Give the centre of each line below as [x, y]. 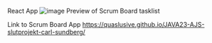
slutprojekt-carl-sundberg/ [46, 32]
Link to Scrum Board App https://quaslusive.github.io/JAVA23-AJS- [106, 24]
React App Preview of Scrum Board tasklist [84, 11]
